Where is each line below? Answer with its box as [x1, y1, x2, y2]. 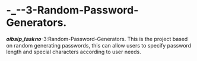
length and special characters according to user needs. [6, 48, 141, 55]
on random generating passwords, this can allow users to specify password [6, 42, 192, 49]
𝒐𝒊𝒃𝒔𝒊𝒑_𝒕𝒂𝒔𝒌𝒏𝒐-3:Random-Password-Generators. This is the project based [6, 35, 188, 42]
